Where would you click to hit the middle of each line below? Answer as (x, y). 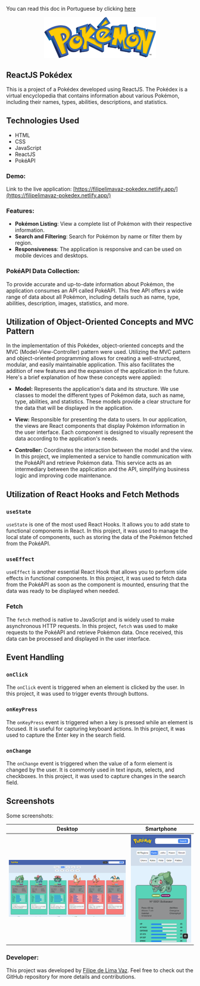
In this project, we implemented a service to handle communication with (103, 457)
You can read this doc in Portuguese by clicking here (71, 9)
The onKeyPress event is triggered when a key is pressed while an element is (100, 722)
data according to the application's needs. (66, 439)
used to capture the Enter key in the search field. (66, 735)
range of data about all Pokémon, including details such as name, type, (93, 297)
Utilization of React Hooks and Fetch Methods (93, 494)
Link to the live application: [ (41, 189)
